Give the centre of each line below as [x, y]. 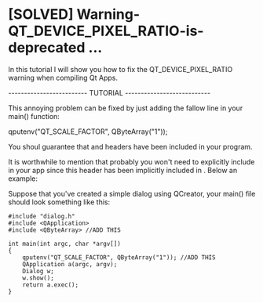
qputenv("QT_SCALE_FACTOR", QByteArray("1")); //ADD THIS [119, 257]
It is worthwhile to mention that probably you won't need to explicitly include [131, 161]
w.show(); [38, 278]
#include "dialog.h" [42, 216]
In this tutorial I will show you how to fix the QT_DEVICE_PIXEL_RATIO [121, 69]
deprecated [47, 48]
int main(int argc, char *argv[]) [65, 243]
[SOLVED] [41, 14]
